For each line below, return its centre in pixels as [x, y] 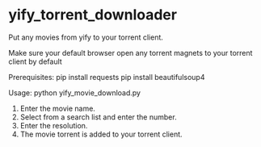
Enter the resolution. [54, 125]
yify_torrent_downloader [93, 15]
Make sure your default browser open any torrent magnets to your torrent [130, 52]
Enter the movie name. [57, 108]
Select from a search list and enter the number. [98, 117]
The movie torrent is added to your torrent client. [101, 134]
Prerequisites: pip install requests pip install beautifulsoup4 [107, 77]
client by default [35, 61]
